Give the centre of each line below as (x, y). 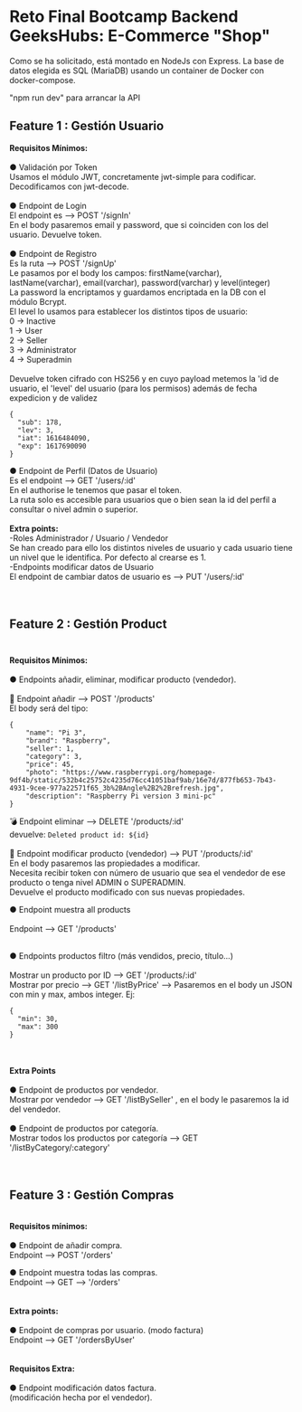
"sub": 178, (40, 422)
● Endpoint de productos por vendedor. (84, 1090)
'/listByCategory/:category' (60, 1147)
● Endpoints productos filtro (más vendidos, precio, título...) (121, 955)
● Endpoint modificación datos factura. (83, 1388)
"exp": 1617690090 (52, 446)
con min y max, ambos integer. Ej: (72, 994)
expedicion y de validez (53, 398)
